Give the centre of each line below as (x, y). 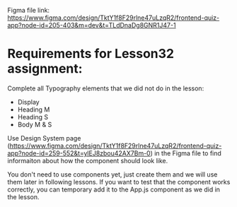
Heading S (33, 117)
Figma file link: (29, 10)
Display (29, 102)
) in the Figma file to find (186, 153)
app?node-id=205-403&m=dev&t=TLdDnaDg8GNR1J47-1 (92, 25)
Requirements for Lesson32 (91, 54)
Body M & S (35, 124)
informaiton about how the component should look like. (88, 160)
